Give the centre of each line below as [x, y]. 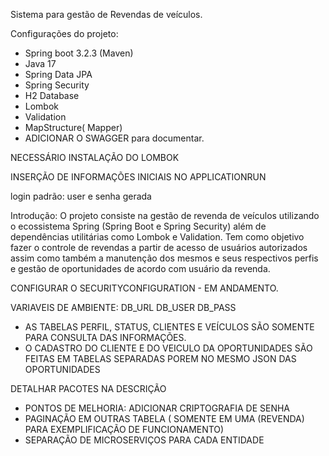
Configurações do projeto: [64, 33]
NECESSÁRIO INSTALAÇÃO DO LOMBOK [95, 157]
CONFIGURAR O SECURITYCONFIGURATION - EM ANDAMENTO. [144, 288]
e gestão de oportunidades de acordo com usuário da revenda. [140, 268]
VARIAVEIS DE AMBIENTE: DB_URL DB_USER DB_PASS [123, 307]
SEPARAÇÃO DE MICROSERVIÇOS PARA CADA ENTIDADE [144, 440]
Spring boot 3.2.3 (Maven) [79, 53]
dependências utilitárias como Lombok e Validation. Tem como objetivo [157, 237]
